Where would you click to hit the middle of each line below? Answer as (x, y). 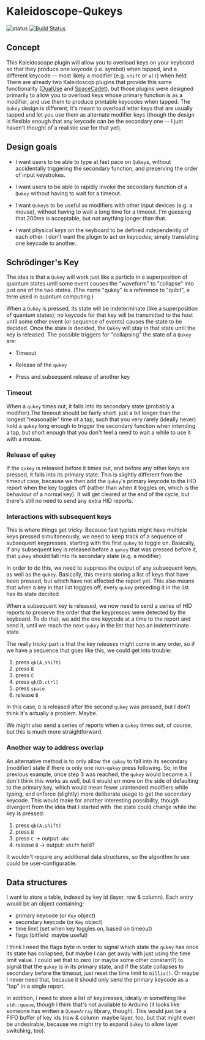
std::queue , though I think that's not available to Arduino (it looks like (93, 1004)
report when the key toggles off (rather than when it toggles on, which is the (102, 487)
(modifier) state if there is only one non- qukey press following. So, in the (97, 767)
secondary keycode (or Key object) (59, 922)
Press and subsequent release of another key (73, 377)
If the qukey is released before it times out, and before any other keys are (98, 468)
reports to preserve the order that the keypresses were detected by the (96, 613)
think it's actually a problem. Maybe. (52, 713)
